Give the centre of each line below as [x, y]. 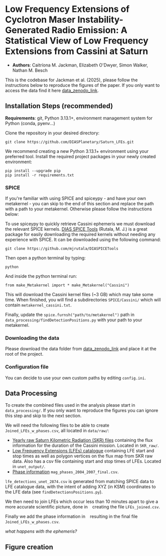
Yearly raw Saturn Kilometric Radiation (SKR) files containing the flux [83, 440]
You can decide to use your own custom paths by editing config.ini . [76, 377]
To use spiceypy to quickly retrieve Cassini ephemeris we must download [80, 224]
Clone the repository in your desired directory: [53, 133]
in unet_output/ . [29, 467]
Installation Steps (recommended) [59, 106]
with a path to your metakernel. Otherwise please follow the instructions [79, 209]
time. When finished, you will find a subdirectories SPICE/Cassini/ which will [83, 300]
